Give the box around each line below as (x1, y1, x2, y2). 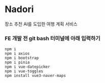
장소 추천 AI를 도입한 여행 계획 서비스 (5, 21, 78, 27)
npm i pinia (5, 60, 30, 65)
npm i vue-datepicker (5, 64, 50, 69)
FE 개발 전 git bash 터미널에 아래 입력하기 (5, 34, 100, 41)
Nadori (5, 4, 34, 15)
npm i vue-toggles (5, 69, 43, 74)
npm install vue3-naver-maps (5, 73, 66, 78)
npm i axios (5, 51, 30, 56)
